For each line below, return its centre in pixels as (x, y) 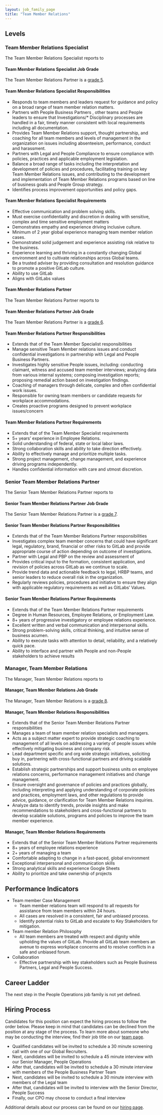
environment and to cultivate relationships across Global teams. (76, 258)
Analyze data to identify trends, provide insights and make (70, 805)
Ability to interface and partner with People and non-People (72, 651)
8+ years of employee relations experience (55, 848)
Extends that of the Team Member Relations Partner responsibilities (79, 536)
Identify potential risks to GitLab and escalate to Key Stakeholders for (89, 921)
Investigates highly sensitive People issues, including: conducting (78, 365)
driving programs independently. (45, 464)
